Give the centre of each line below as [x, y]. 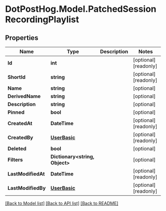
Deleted [17, 149]
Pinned [16, 112]
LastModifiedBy [27, 188]
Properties [22, 38]
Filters [15, 160]
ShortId [17, 77]
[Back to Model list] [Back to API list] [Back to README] [62, 203]
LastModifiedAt [26, 174]
